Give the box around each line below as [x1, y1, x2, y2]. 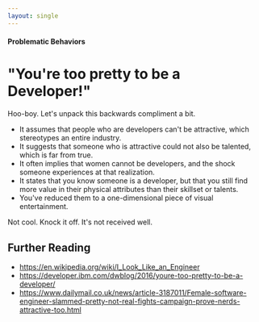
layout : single [7, 11, 59, 20]
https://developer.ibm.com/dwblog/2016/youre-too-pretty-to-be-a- [19, 270, 244, 280]
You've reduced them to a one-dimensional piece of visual [19, 193, 214, 203]
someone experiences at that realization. [19, 167, 155, 178]
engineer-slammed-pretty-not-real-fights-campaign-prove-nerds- [19, 296, 240, 306]
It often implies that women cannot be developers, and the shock [19, 159, 236, 169]
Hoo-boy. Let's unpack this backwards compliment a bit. [7, 109, 196, 119]
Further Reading [7, 240, 91, 254]
